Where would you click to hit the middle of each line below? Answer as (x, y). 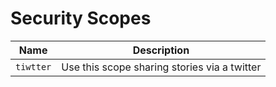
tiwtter (33, 66)
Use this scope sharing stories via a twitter (161, 67)
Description (161, 50)
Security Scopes (81, 18)
